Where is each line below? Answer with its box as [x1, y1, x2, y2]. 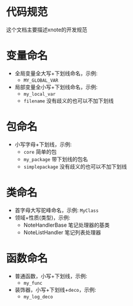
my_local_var [23, 91, 56, 97]
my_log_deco [23, 294, 53, 299]
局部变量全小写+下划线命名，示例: [14, 83, 98, 91]
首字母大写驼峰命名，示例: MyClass [14, 207, 99, 214]
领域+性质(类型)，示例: [14, 214, 71, 221]
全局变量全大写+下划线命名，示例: [14, 69, 98, 77]
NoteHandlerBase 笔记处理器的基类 [23, 221, 110, 228]
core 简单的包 [23, 148, 57, 155]
